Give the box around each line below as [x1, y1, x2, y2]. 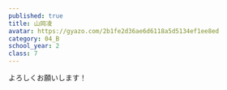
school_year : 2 [8, 42, 60, 50]
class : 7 [8, 49, 38, 58]
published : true [8, 11, 63, 20]
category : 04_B [8, 34, 60, 43]
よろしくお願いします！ [8, 73, 87, 82]
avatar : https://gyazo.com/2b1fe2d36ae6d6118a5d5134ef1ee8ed [8, 27, 220, 35]
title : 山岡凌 [8, 19, 53, 28]
